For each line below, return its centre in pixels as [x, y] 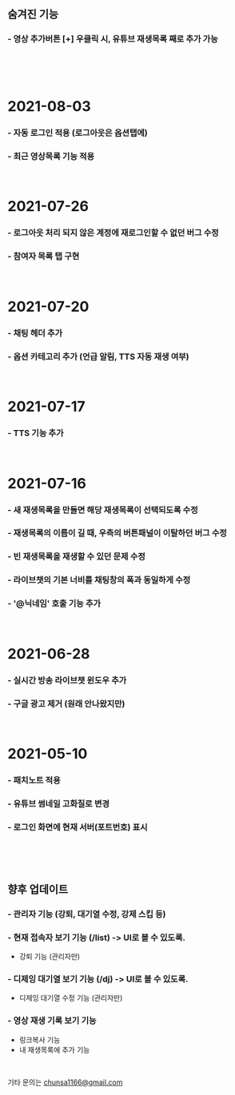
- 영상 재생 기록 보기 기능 [52, 1021]
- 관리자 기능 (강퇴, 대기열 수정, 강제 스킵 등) [87, 914]
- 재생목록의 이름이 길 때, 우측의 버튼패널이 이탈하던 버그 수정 [117, 533]
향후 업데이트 [38, 889]
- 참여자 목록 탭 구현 [44, 257]
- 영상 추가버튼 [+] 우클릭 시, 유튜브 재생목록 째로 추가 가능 [113, 39]
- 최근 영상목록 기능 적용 [51, 156]
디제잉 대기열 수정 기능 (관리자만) [71, 998]
